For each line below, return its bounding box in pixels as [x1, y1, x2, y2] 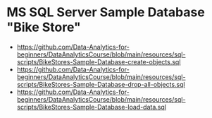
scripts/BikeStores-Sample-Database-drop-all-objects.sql [16, 80, 185, 88]
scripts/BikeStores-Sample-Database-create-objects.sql [16, 57, 181, 66]
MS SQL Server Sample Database [6, 4, 205, 20]
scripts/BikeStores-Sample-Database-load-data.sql [16, 102, 167, 111]
